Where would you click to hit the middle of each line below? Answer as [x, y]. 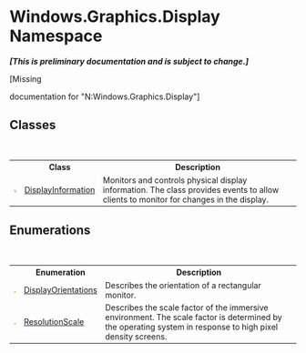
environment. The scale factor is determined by [194, 317]
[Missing [26, 78]
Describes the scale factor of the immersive [187, 308]
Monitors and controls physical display [175, 180]
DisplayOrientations [61, 290]
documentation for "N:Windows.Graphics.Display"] [105, 96]
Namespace [56, 36]
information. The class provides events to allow [191, 189]
